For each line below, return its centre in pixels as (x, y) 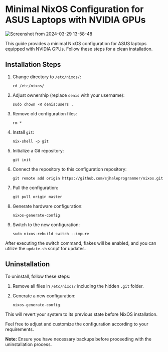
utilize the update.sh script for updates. (46, 248)
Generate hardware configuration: (47, 206)
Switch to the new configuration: (46, 225)
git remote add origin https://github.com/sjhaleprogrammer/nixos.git (88, 178)
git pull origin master (37, 197)
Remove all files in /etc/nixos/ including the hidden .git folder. (78, 286)
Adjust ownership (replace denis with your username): (68, 95)
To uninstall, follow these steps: (38, 276)
